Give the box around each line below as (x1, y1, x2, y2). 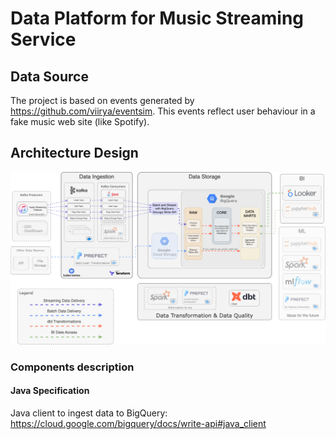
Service (10, 28, 77, 51)
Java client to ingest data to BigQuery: (10, 407, 168, 419)
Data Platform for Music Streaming (10, 7, 305, 30)
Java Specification (10, 385, 90, 397)
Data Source (10, 68, 89, 85)
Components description (10, 360, 135, 374)
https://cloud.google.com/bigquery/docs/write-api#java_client (10, 418, 267, 430)
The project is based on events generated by (10, 95, 195, 106)
